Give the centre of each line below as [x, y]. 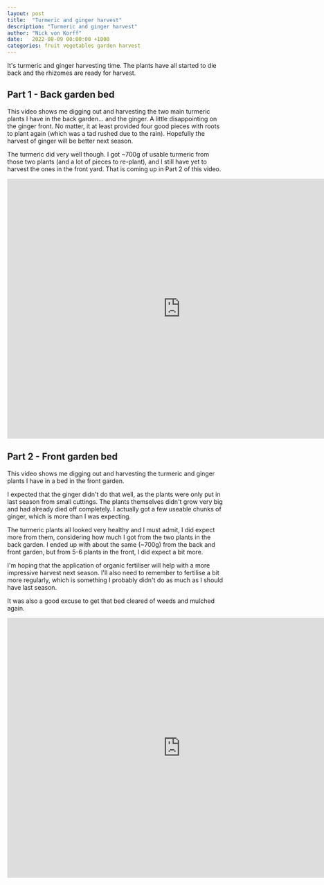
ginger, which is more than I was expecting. [69, 516]
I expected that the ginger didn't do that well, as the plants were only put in [114, 494]
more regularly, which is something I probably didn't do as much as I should [115, 580]
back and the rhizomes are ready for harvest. [72, 73]
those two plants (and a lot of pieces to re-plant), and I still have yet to [107, 161]
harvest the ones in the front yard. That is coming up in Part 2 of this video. [114, 169]
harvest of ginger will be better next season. [70, 141]
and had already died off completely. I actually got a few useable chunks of [114, 509]
